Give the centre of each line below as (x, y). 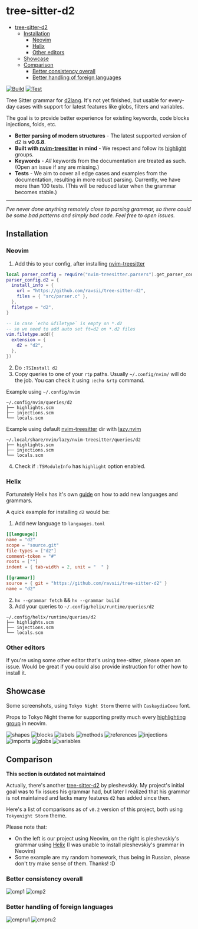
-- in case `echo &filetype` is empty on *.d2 (64, 323)
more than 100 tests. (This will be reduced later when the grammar (95, 186)
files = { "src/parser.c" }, (52, 296)
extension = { (29, 340)
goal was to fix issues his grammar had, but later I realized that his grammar (98, 791)
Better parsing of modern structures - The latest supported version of (101, 135)
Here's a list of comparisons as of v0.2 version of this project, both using (95, 809)
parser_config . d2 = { (33, 280)
